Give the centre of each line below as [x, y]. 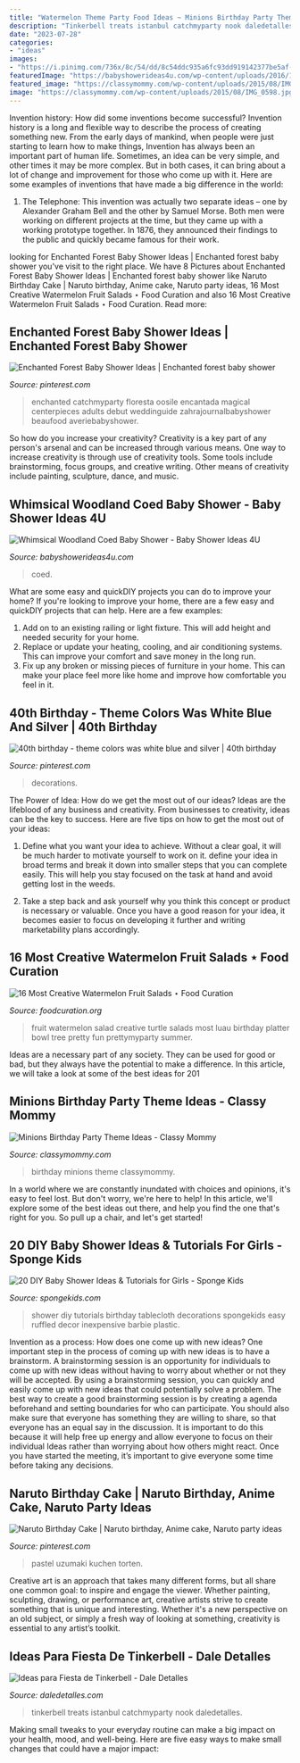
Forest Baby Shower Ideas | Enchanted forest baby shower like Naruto [138, 275]
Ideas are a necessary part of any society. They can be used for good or [142, 1054]
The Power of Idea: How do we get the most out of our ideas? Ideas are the [147, 800]
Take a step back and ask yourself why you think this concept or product [156, 901]
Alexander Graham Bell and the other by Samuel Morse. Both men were [153, 211]
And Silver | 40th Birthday [83, 727]
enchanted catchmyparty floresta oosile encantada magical [141, 402]
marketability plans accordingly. [81, 929]
